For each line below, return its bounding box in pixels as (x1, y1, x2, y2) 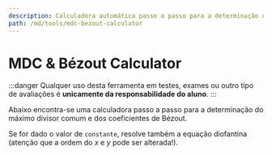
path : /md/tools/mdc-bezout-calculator (8, 19, 143, 27)
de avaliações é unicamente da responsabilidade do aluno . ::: (8, 90, 217, 99)
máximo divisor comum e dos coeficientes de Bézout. (8, 114, 188, 124)
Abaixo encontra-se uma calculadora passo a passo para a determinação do (8, 105, 264, 115)
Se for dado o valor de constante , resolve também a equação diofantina (8, 129, 248, 139)
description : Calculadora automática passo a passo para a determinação (8, 11, 259, 20)
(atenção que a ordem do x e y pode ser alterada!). (8, 138, 178, 148)
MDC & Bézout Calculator (8, 54, 182, 73)
